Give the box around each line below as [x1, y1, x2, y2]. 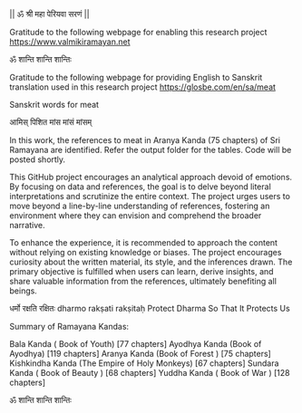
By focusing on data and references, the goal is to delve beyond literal [9, 181, 272, 192]
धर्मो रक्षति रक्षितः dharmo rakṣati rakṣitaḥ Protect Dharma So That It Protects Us [9, 303, 290, 313]
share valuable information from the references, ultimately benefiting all [9, 276, 277, 286]
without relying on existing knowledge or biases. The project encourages [9, 247, 282, 257]
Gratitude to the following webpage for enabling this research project [9, 27, 268, 37]
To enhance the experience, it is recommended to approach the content [9, 237, 278, 248]
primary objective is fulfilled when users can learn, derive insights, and [9, 266, 274, 276]
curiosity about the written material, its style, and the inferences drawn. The [9, 256, 293, 267]
